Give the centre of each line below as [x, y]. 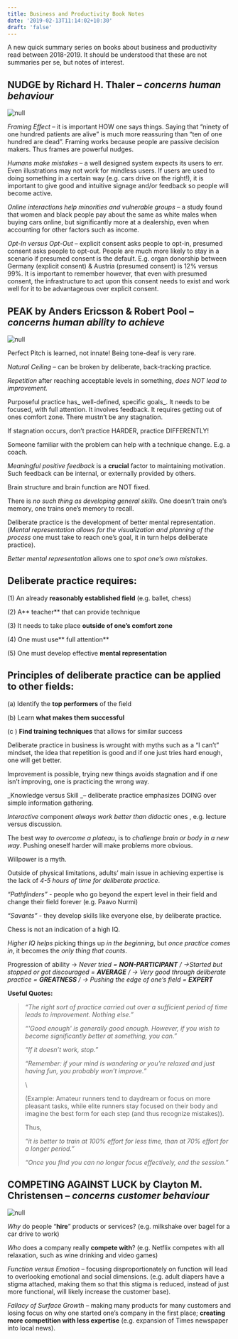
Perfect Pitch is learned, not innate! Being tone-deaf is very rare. [102, 353]
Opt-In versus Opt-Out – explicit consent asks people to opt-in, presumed [115, 244]
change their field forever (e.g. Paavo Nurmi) [73, 901]
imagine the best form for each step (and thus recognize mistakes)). [124, 1113]
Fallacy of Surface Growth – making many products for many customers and [119, 1306]
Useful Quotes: [30, 993]
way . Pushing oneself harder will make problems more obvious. [100, 845]
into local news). [31, 1328]
